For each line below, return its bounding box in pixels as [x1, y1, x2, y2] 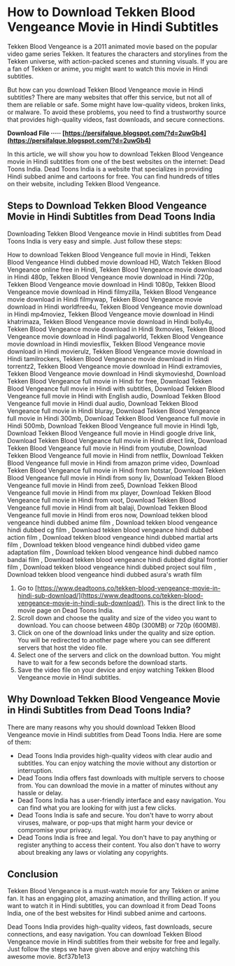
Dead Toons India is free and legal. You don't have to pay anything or [17, 833, 217, 841]
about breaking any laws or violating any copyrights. [17, 848, 169, 856]
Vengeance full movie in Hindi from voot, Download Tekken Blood [7, 496, 197, 504]
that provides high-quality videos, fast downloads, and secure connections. [7, 115, 225, 123]
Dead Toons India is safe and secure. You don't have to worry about [17, 811, 213, 819]
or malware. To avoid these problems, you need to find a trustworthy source [7, 108, 227, 116]
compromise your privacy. [17, 825, 93, 834]
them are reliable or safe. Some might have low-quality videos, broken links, [7, 100, 226, 108]
